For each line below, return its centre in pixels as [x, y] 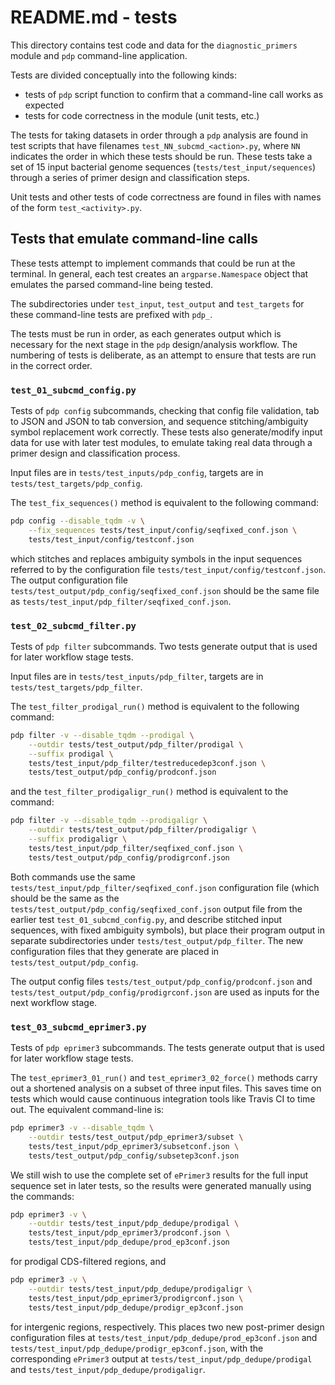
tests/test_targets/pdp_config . [76, 483]
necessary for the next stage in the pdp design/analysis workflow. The [154, 344]
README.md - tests [94, 17]
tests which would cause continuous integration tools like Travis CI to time [163, 1099]
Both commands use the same [73, 877]
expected [44, 105]
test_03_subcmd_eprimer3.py [78, 1027]
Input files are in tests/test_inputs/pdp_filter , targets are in [137, 676]
